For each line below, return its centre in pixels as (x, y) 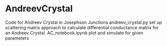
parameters (17, 38)
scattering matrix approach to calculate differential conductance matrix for (82, 27)
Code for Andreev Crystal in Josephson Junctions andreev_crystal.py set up (84, 22)
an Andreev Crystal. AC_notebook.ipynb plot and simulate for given (74, 33)
